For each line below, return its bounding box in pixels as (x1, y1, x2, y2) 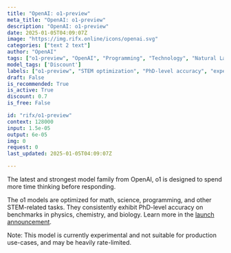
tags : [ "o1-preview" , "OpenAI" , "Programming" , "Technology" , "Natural (7, 55, 217, 62)
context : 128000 (7, 118, 54, 125)
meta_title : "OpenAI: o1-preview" (7, 16, 107, 23)
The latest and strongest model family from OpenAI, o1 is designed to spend (7, 175, 222, 183)
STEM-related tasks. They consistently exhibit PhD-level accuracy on (7, 203, 203, 211)
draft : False (7, 74, 45, 81)
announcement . (7, 218, 52, 225)
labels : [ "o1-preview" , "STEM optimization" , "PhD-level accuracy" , (7, 67, 208, 74)
